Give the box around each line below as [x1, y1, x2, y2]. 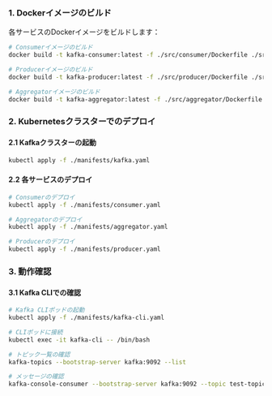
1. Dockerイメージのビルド [8, 6, 112, 18]
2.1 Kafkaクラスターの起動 [8, 138, 97, 148]
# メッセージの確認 [8, 372, 65, 381]
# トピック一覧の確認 [8, 351, 70, 359]
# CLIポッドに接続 [8, 328, 63, 336]
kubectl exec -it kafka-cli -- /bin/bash [8, 335, 151, 344]
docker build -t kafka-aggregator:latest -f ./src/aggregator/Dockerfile [8, 95, 263, 103]
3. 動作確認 [8, 265, 52, 277]
